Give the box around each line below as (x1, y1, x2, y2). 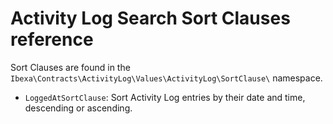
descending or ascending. (24, 102, 133, 114)
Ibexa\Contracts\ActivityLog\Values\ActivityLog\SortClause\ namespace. (10, 72, 323, 84)
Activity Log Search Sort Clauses (10, 7, 291, 30)
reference (10, 28, 94, 51)
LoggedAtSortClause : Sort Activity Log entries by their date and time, (24, 91, 306, 103)
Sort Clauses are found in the (10, 61, 131, 73)
